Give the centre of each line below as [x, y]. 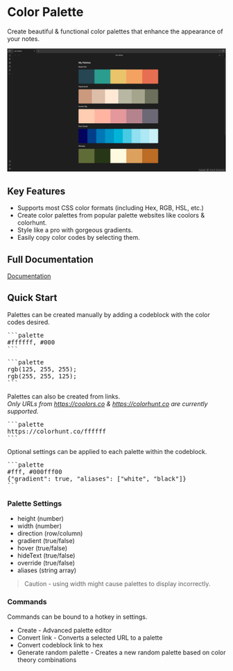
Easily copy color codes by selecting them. [78, 238]
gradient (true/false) [46, 541]
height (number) [41, 519]
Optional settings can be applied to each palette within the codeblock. [107, 451]
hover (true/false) [42, 548]
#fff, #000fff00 [35, 471]
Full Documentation [50, 259]
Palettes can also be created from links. [64, 396]
